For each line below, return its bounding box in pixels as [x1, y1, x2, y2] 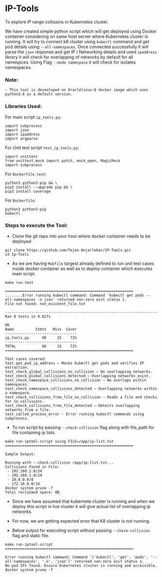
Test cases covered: [5, 356, 47, 361]
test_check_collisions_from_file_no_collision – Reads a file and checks [5, 395, 158, 400]
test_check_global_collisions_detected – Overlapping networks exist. [5, 373, 151, 378]
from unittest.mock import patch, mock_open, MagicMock [5, 158, 120, 163]
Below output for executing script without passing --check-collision [12, 527, 150, 533]
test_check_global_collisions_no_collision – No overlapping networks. [5, 369, 153, 374]
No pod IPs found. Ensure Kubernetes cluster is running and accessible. [5, 563, 158, 568]
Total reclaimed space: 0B [5, 490, 60, 495]
